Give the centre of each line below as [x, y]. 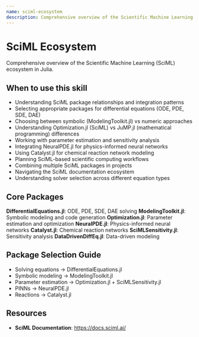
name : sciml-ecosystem [34, 12]
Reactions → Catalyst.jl [43, 294]
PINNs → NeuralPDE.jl [42, 288]
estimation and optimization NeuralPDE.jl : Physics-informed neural [88, 224]
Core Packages [35, 197]
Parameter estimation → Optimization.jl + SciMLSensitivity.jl [88, 282]
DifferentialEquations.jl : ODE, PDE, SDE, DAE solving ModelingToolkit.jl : [96, 211]
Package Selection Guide [54, 255]
